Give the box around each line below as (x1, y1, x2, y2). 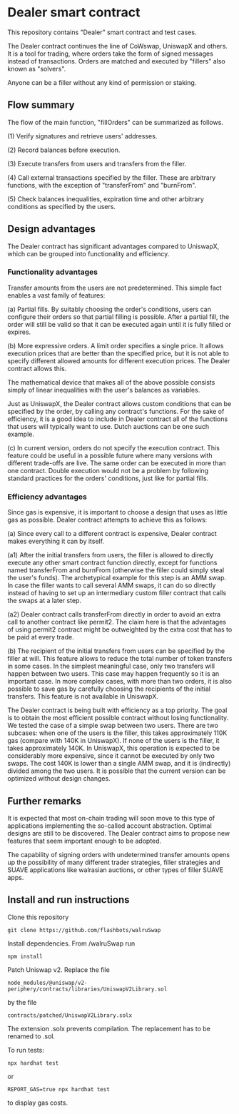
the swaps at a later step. (7, 597, 82, 605)
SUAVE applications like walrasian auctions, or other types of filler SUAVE (7, 865, 223, 874)
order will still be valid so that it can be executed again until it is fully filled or (7, 320, 232, 328)
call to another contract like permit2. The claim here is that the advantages (7, 618, 227, 627)
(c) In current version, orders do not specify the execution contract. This (7, 443, 220, 452)
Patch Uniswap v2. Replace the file (7, 965, 111, 974)
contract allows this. (7, 364, 67, 373)
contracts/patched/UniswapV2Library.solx (7, 1011, 133, 1019)
